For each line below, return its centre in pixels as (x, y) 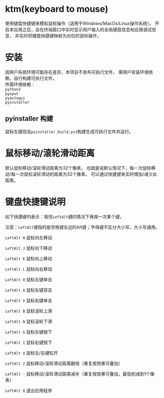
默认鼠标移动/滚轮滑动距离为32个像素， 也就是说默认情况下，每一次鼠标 (78, 168)
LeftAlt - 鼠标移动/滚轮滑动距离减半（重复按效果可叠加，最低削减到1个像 (80, 374)
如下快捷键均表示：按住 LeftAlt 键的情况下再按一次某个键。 (65, 217)
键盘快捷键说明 (35, 202)
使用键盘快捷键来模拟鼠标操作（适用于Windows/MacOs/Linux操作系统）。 (80, 23)
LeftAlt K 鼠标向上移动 (29, 258)
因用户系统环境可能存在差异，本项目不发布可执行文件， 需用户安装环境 (77, 72)
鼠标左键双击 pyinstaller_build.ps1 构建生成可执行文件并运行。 (69, 131)
